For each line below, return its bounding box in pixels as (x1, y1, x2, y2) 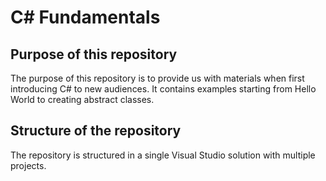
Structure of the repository (10, 122, 182, 140)
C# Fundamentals (10, 6, 161, 29)
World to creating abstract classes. (10, 94, 155, 105)
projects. (10, 159, 47, 171)
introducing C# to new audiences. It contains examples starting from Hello (10, 83, 317, 95)
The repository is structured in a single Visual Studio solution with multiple (10, 149, 316, 161)
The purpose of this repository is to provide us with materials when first (10, 72, 305, 84)
